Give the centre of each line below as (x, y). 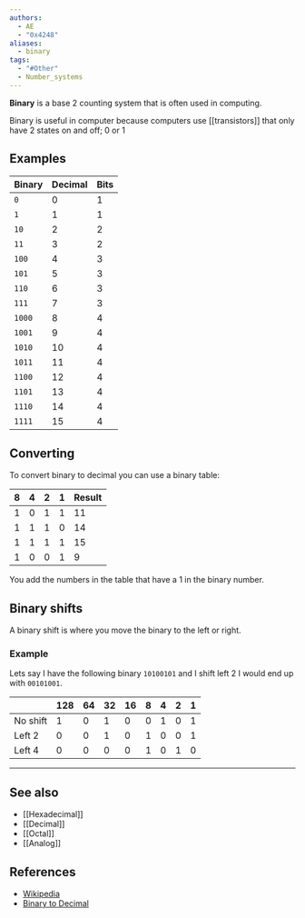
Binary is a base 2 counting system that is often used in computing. (136, 103)
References (43, 872)
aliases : (26, 43)
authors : (26, 18)
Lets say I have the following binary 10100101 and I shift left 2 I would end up (152, 674)
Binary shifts (46, 609)
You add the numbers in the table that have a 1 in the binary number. (137, 580)
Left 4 (26, 751)
